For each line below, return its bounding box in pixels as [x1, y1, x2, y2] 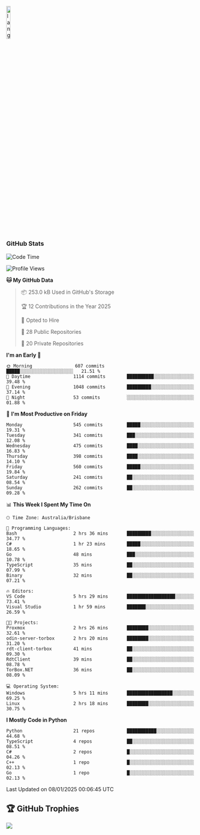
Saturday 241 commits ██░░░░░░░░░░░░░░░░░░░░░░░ [6, 474, 195, 480]
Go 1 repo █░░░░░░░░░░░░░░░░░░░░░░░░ [6, 770, 195, 776]
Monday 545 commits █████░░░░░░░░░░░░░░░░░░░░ [6, 421, 195, 428]
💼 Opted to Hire [20, 316, 60, 324]
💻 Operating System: [6, 683, 60, 689]
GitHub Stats [6, 240, 44, 248]
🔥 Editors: [6, 588, 34, 594]
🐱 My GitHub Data [6, 276, 54, 284]
